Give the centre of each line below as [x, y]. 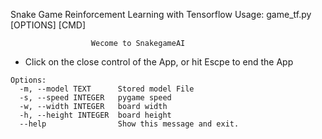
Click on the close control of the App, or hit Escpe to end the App [159, 62]
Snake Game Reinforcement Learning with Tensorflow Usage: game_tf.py [161, 14]
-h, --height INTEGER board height [95, 115]
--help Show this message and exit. [129, 124]
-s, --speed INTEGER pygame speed [95, 98]
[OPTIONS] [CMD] [48, 25]
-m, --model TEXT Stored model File [107, 89]
